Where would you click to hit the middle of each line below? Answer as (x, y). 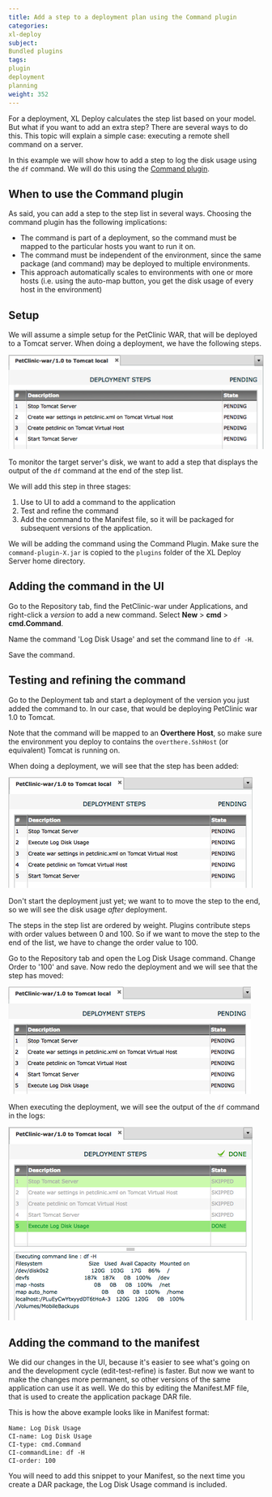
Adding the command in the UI (86, 587)
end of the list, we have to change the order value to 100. (103, 943)
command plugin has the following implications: (88, 222)
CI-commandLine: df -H (47, 1453)
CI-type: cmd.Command (45, 1445)
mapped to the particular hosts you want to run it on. (108, 247)
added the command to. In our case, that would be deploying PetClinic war (133, 708)
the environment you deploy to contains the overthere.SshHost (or (119, 741)
